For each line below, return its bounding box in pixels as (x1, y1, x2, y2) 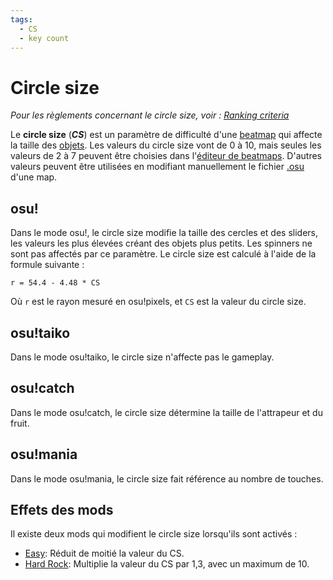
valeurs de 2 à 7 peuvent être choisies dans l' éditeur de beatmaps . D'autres (10, 150, 322, 162)
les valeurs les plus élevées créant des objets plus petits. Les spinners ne (10, 237, 313, 250)
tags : (10, 14, 33, 25)
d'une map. (10, 171, 58, 183)
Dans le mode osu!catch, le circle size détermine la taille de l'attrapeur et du (10, 406, 323, 418)
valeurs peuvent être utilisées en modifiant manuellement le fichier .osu (10, 161, 305, 173)
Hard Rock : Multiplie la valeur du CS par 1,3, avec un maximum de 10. (24, 558, 310, 570)
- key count (19, 33, 70, 43)
